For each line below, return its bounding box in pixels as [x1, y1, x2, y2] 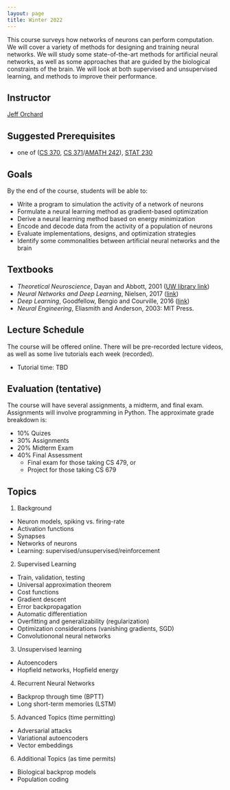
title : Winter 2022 [7, 17, 63, 23]
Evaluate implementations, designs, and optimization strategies [16, 229, 196, 238]
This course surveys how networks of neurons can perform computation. [7, 35, 214, 43]
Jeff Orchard [7, 110, 43, 118]
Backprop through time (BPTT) [16, 693, 104, 701]
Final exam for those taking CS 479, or [27, 459, 136, 467]
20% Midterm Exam [16, 444, 74, 452]
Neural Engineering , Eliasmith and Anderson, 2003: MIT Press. [16, 304, 194, 312]
